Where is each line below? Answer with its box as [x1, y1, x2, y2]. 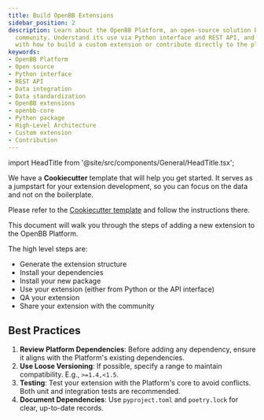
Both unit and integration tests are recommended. [19, 387, 181, 396]
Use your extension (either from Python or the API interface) [19, 284, 214, 294]
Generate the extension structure [19, 259, 127, 269]
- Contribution [8, 136, 58, 144]
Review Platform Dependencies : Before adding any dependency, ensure [19, 344, 256, 355]
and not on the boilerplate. [8, 190, 94, 199]
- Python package [8, 114, 65, 122]
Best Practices [8, 324, 81, 337]
